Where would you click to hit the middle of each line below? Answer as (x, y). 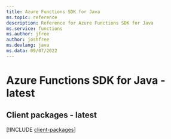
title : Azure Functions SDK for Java (53, 12)
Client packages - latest (52, 115)
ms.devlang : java (28, 46)
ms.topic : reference (32, 17)
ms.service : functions (34, 28)
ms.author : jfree (28, 34)
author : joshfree (28, 40)
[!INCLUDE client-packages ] (41, 129)
